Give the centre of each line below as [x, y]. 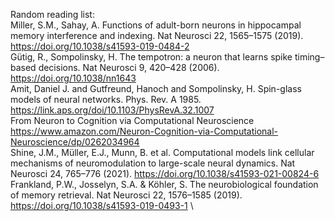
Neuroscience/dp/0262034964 [75, 142]
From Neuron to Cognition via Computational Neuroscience [132, 120]
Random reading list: [52, 14]
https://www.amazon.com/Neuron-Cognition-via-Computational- [144, 131]
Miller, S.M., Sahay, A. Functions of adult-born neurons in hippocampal [156, 25]
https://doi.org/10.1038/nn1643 [73, 78]
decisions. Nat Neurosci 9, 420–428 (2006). [129, 67]
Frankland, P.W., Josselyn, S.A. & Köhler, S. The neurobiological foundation [164, 184]
